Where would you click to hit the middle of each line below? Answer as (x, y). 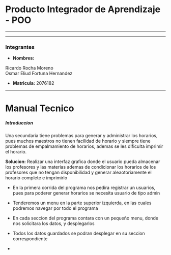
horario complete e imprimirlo (36, 178)
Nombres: (23, 58)
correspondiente (30, 239)
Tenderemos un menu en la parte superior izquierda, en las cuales (82, 203)
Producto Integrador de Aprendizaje (83, 9)
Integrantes (20, 47)
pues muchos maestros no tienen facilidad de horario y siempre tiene (78, 141)
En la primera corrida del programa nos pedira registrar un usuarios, (84, 188)
